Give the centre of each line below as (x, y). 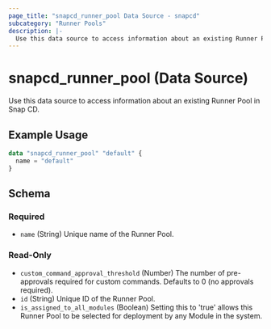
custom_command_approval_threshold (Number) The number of (122, 272)
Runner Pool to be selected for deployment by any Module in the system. (141, 315)
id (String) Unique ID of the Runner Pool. (88, 298)
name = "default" (45, 161)
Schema (29, 194)
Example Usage (48, 135)
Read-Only (30, 255)
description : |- (35, 31)
